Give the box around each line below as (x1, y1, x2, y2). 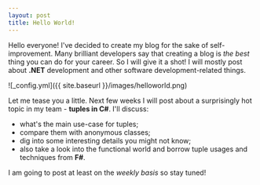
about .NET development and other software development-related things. (8, 65, 246, 74)
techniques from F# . (19, 152, 86, 161)
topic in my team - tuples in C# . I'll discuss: (8, 103, 149, 114)
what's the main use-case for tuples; (19, 119, 139, 129)
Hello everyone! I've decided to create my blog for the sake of (8, 40, 209, 49)
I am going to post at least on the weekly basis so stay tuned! (8, 168, 207, 177)
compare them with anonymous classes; (19, 127, 151, 137)
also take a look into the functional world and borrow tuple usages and (19, 144, 248, 154)
